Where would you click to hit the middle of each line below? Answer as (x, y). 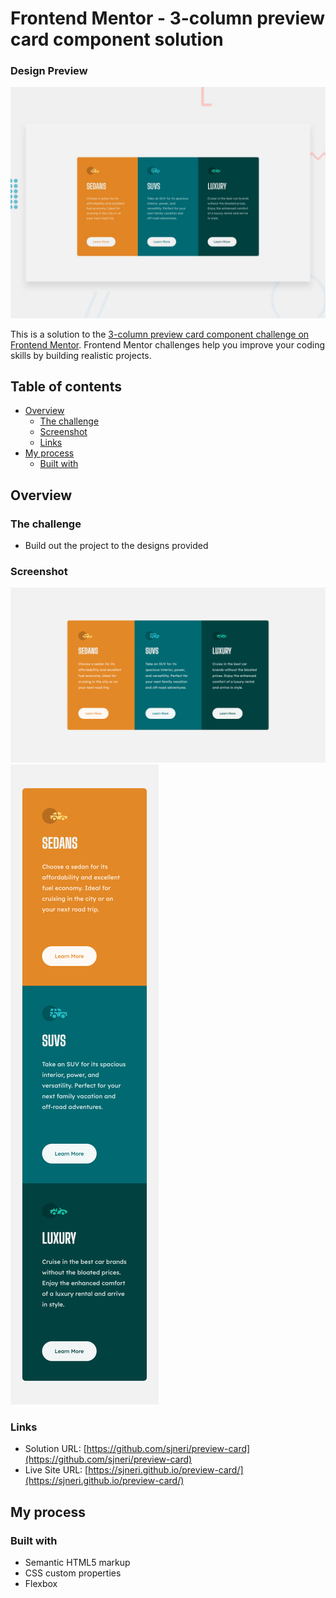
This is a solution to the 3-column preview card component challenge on (160, 334)
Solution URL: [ (55, 1449)
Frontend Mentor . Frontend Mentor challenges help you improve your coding (168, 344)
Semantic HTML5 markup (77, 1562)
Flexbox (41, 1583)
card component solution (117, 39)
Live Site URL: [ (56, 1470)
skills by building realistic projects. (81, 355)
